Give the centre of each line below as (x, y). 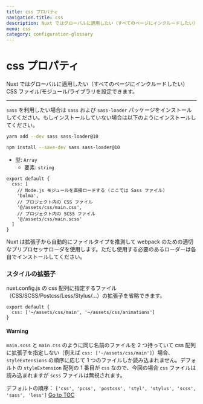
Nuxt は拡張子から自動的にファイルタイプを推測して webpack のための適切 (100, 242)
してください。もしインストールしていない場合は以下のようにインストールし (101, 118)
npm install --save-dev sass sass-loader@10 (63, 147)
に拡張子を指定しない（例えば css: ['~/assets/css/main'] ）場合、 (90, 353)
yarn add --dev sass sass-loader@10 (52, 136)
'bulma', (28, 196)
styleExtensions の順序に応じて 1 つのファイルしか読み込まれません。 (93, 361)
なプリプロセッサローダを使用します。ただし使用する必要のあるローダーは (99, 249)
